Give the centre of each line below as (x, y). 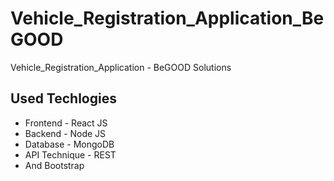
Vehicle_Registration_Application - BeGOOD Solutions (121, 67)
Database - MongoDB (69, 144)
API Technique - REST (70, 154)
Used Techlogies (63, 98)
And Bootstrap (54, 165)
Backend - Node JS (65, 133)
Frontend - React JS (66, 123)
